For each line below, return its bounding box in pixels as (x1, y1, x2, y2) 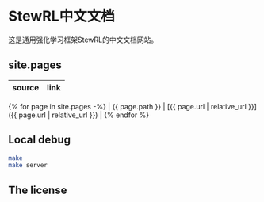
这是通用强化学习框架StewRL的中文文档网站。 (8, 35, 159, 44)
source (12, 82, 40, 93)
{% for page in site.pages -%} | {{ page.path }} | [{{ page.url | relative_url (8, 101, 247, 111)
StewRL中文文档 (8, 7, 115, 25)
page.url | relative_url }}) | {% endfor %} (18, 110, 149, 120)
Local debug (8, 133, 71, 147)
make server (8, 162, 48, 170)
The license (8, 183, 67, 196)
